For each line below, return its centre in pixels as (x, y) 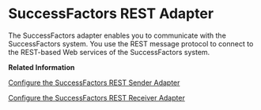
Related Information (42, 67)
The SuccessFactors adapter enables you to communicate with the (117, 35)
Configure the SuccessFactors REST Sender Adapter (94, 82)
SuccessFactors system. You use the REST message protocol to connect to (131, 43)
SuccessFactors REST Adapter (111, 14)
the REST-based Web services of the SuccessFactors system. (109, 52)
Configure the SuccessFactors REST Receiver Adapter (97, 97)
